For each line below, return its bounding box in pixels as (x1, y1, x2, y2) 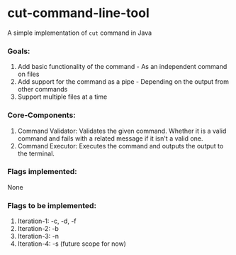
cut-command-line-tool (7, 5, 150, 21)
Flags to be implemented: (7, 200, 97, 210)
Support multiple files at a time (17, 92, 108, 101)
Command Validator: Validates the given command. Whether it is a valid (17, 126, 227, 135)
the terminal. (17, 149, 55, 158)
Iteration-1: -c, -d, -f (17, 217, 77, 225)
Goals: (7, 46, 30, 56)
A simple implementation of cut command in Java (7, 28, 152, 37)
